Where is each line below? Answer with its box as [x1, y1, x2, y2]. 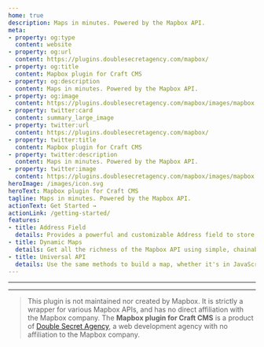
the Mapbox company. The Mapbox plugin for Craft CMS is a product [27, 313, 254, 323]
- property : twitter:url [8, 121, 90, 129]
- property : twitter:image [8, 165, 97, 173]
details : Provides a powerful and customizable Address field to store [15, 231, 255, 239]
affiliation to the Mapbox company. [27, 330, 140, 339]
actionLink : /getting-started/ [8, 209, 111, 217]
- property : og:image [8, 92, 79, 100]
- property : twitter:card [8, 107, 93, 115]
